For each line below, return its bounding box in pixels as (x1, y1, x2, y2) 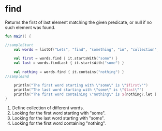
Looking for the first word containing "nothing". (12, 120, 106, 126)
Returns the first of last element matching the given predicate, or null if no (5, 19, 152, 25)
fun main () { (5, 34, 31, 39)
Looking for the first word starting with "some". (12, 110, 106, 116)
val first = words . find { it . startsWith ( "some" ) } (14, 56, 118, 61)
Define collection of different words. (12, 105, 84, 111)
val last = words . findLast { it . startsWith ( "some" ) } (14, 60, 124, 66)
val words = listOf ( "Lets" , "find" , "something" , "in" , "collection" (14, 47, 157, 52)
